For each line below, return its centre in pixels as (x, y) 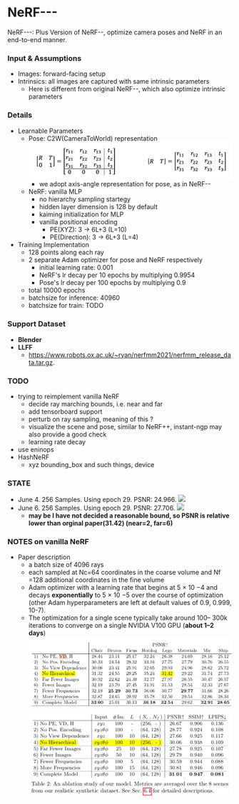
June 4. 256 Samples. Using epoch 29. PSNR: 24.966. (97, 500)
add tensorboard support (65, 411)
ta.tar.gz (41, 362)
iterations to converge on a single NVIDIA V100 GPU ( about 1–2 (121, 625)
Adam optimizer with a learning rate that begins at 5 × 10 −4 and (123, 588)
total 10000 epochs (57, 291)
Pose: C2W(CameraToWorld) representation (93, 138)
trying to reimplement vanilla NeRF (68, 396)
